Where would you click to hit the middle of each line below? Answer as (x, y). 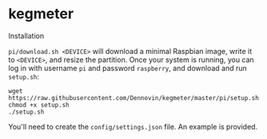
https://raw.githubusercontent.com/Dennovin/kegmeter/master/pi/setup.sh (134, 98)
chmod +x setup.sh (39, 105)
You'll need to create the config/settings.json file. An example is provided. (133, 126)
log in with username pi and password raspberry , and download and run (128, 68)
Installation (26, 36)
